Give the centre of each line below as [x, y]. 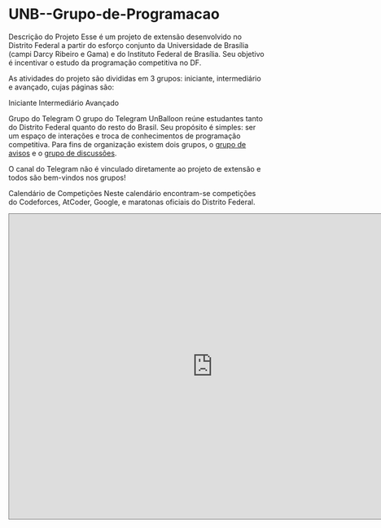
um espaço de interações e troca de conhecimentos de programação [125, 136]
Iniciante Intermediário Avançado [64, 103]
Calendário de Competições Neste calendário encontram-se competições [132, 193]
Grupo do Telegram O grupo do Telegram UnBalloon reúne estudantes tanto [136, 118]
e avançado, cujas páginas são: [61, 87]
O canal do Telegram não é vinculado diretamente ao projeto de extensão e [135, 168]
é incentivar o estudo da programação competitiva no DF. [105, 63]
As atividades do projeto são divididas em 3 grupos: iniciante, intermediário [135, 78]
